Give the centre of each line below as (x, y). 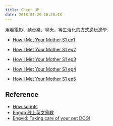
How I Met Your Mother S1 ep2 (44, 49)
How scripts (25, 107)
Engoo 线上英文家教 (33, 113)
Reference (22, 94)
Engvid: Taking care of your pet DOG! (51, 118)
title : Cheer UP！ (24, 10)
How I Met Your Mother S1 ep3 (44, 59)
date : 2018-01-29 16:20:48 (34, 15)
